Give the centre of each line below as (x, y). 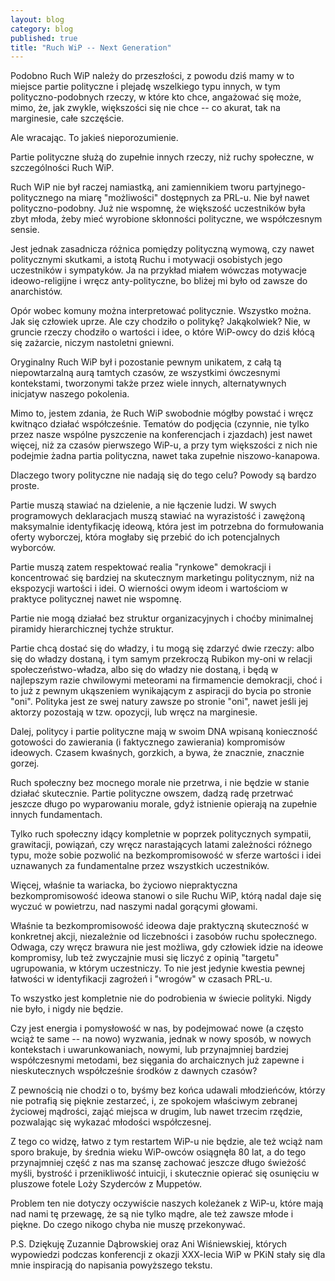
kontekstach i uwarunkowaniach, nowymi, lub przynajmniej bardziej (149, 1050)
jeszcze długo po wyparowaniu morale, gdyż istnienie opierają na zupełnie (164, 804)
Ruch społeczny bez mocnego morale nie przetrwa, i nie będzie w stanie (160, 783)
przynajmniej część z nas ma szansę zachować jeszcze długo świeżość (158, 1163)
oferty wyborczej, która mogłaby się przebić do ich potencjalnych (145, 537)
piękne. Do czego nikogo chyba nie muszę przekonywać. (128, 1225)
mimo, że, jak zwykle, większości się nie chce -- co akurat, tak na (145, 108)
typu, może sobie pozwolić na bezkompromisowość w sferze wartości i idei (166, 855)
